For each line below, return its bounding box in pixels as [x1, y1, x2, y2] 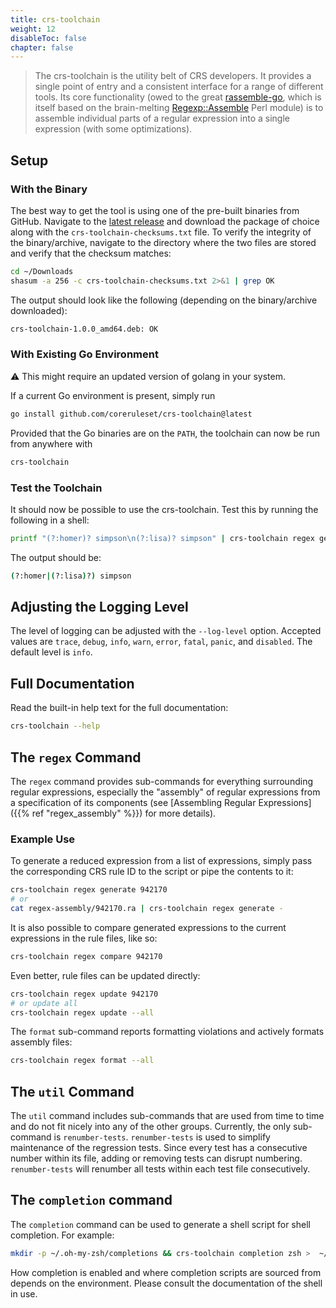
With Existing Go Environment [10, 347, 159, 361]
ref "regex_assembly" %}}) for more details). [31, 807, 217, 819]
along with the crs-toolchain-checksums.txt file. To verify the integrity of [10, 226, 312, 238]
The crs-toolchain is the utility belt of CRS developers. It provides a [34, 70, 312, 82]
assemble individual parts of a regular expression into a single [34, 112, 290, 125]
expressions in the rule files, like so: [10, 932, 158, 944]
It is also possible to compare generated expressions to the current [10, 921, 287, 933]
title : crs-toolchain [10, 14, 101, 25]
